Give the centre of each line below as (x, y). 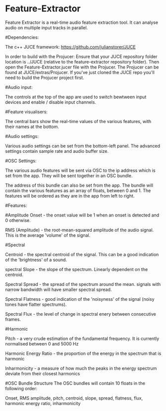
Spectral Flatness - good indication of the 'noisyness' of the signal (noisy (80, 299)
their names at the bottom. (32, 127)
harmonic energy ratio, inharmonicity (43, 403)
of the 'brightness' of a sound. (36, 260)
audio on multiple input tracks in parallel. (47, 27)
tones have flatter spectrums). (36, 304)
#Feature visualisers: (27, 112)
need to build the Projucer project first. (45, 77)
